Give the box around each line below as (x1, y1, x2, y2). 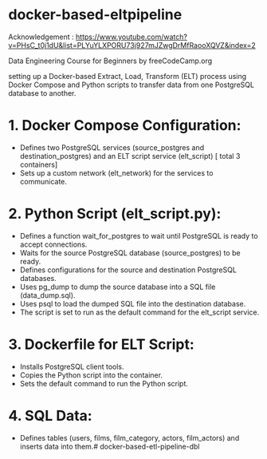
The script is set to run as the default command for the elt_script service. (19, 307, 260, 317)
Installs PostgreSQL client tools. (19, 362, 125, 371)
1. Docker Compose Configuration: (8, 117, 241, 135)
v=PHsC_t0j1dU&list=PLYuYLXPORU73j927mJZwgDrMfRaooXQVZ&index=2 (8, 40, 257, 49)
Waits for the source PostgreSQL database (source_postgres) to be (19, 247, 241, 257)
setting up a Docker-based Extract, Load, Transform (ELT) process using (8, 71, 247, 81)
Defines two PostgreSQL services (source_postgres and (19, 142, 205, 152)
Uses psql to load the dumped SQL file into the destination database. (19, 299, 246, 308)
